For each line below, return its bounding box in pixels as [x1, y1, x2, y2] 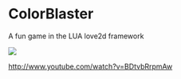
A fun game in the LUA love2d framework [8, 31, 144, 41]
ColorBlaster [8, 5, 94, 23]
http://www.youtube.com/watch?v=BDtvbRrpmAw [8, 61, 173, 71]
